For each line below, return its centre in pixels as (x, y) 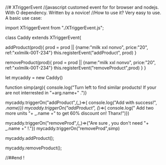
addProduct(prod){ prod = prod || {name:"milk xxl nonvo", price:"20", (77, 47)
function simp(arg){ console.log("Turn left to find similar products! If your (81, 87)
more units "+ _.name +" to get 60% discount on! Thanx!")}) (67, 113)
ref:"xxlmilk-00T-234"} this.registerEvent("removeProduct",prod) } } (76, 68)
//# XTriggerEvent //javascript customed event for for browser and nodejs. (82, 7)
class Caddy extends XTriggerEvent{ (43, 38)
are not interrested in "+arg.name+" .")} (46, 93)
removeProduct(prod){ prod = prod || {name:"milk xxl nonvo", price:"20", (80, 62)
